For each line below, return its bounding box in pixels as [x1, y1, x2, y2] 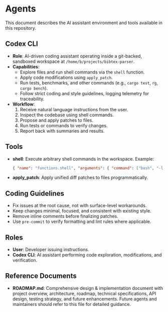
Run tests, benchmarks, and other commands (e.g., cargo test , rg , [20, 80, 158, 86]
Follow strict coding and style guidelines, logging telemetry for [20, 90, 149, 96]
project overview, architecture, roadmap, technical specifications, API [12, 290, 156, 296]
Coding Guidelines [5, 189, 64, 198]
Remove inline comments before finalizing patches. [12, 213, 119, 219]
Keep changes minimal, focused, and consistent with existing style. [12, 208, 151, 214]
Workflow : [12, 101, 35, 107]
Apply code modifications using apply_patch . [20, 74, 113, 81]
